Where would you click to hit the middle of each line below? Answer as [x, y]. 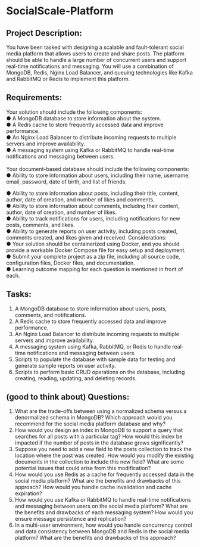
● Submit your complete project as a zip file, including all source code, [93, 256]
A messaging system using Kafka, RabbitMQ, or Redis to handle [93, 346]
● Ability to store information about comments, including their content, [93, 206]
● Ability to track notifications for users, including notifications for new [93, 218]
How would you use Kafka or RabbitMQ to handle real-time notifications [103, 500]
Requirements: [34, 97]
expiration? [29, 493]
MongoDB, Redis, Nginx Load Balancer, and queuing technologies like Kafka [100, 72]
